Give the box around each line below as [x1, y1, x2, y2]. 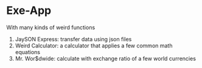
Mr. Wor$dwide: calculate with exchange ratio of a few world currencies [15, 55, 197, 62]
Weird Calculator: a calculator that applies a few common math [15, 42, 173, 49]
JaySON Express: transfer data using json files [15, 35, 132, 42]
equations [15, 48, 41, 55]
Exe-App [6, 4, 52, 18]
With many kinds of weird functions [6, 24, 96, 31]
